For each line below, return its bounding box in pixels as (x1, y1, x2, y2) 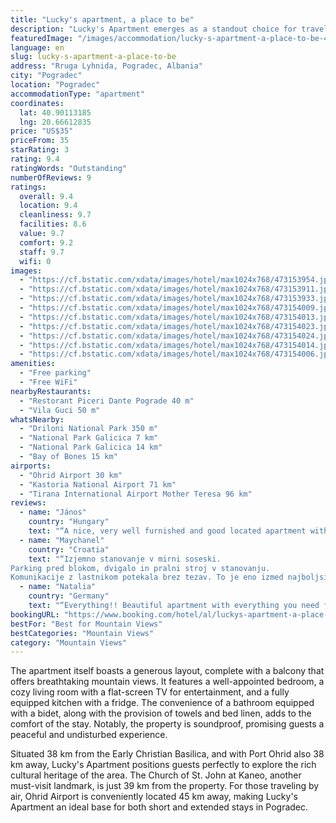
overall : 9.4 (19, 191, 74, 201)
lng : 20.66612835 (19, 117, 92, 127)
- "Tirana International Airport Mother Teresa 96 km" (19, 489, 253, 499)
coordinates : (10, 98, 65, 108)
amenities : (10, 359, 56, 369)
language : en (10, 42, 65, 53)
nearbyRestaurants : (10, 386, 92, 396)
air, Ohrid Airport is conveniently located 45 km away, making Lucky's (10, 791, 298, 803)
